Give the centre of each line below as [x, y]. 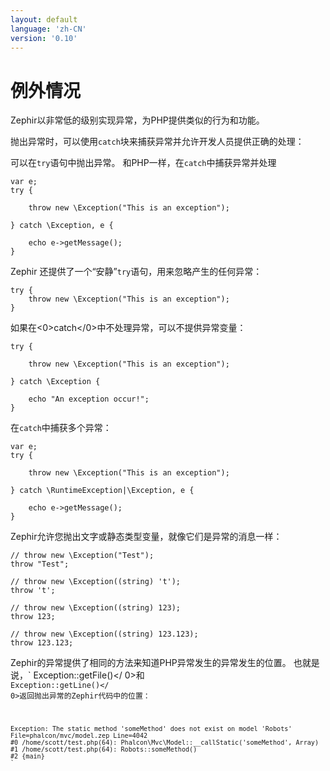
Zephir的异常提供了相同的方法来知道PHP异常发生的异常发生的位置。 [151, 663]
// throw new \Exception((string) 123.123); [104, 634]
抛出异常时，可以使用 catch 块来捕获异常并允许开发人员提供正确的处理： [157, 142]
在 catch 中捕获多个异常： [61, 428]
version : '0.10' [44, 38]
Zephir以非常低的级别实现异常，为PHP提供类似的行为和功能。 [137, 120]
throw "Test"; [40, 564]
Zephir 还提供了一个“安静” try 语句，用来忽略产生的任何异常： [136, 272]
